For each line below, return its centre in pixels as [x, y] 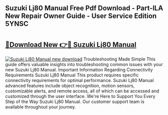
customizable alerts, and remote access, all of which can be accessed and [82, 91]
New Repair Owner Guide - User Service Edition [81, 16]
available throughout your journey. [41, 107]
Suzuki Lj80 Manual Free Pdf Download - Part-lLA [84, 8]
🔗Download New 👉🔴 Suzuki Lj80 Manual [71, 44]
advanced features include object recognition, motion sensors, [70, 85]
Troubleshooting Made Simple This [119, 59]
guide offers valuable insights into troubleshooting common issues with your [84, 64]
